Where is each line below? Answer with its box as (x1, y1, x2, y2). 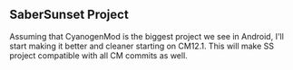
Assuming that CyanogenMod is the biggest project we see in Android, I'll (9, 31, 284, 41)
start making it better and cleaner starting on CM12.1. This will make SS (9, 40, 275, 51)
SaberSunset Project (9, 7, 129, 22)
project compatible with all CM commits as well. (9, 49, 188, 61)
